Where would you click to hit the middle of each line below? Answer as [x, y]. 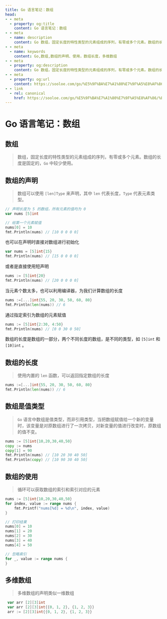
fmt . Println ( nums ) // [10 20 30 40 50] [46, 455]
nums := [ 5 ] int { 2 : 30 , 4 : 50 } [34, 324]
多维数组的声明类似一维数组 [46, 593]
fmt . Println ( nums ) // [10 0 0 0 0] [42, 232]
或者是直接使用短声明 [27, 266]
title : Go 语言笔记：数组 [29, 10]
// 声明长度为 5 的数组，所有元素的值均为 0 [45, 209]
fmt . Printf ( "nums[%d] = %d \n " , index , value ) [62, 508]
